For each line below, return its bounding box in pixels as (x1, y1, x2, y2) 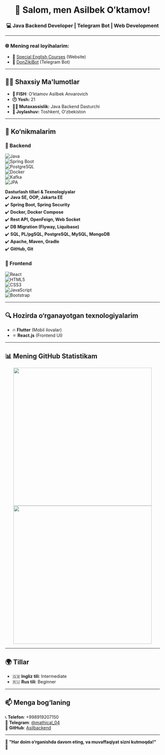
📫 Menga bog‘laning (5, 699, 71, 707)
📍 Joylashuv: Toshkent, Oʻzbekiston (12, 108, 86, 114)
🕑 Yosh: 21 (12, 96, 36, 102)
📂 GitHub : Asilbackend (5, 725, 52, 730)
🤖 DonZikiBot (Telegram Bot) (12, 59, 70, 65)
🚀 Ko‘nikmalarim (5, 127, 56, 135)
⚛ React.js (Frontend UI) (12, 332, 63, 338)
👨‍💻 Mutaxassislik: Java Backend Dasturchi (12, 103, 100, 109)
